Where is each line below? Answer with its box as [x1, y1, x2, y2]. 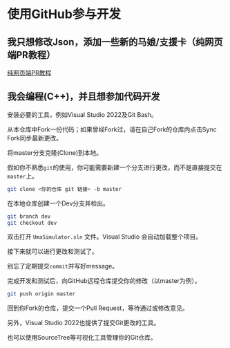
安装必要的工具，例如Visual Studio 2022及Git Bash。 [7, 110, 157, 118]
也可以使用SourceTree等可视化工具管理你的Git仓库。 [7, 333, 157, 342]
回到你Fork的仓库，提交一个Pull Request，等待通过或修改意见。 [7, 304, 189, 312]
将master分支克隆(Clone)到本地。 [7, 148, 103, 156]
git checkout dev [7, 219, 57, 226]
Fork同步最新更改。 [7, 134, 63, 142]
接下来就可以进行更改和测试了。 [7, 247, 98, 256]
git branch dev [7, 212, 51, 220]
